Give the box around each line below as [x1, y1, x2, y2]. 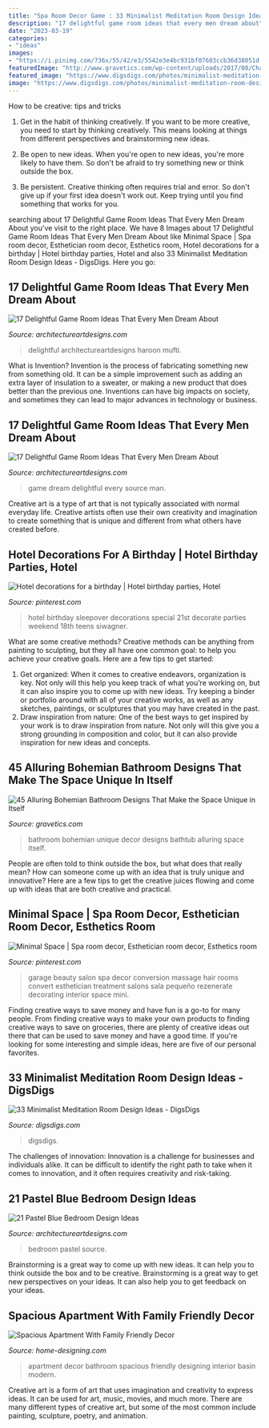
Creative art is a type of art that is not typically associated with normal [8, 499, 240, 508]
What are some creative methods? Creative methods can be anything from [8, 636, 255, 647]
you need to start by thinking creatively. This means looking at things [19, 125, 247, 135]
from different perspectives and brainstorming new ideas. [19, 133, 211, 143]
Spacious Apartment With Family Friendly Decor [8, 1308, 255, 1322]
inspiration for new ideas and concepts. [19, 737, 151, 747]
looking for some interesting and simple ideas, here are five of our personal [8, 1039, 256, 1049]
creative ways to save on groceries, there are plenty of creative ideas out [8, 1022, 250, 1032]
